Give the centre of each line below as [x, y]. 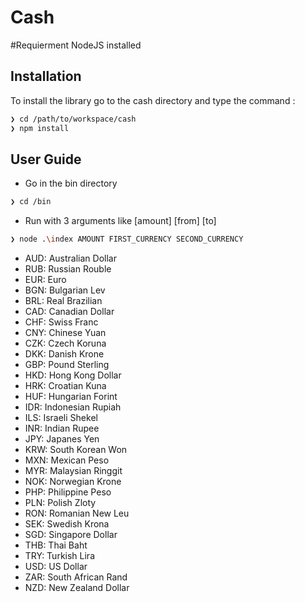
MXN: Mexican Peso [67, 460]
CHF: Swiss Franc [61, 322]
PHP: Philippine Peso [68, 492]
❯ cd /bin [31, 202]
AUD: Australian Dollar [70, 258]
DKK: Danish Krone [64, 354]
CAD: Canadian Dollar [69, 312]
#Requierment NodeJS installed [76, 45]
